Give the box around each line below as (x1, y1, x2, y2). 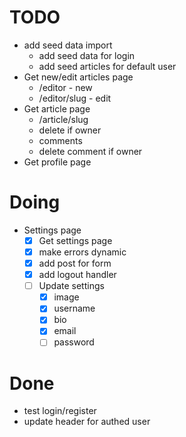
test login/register (23, 405, 97, 417)
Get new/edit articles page (23, 71, 134, 83)
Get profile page (23, 156, 92, 168)
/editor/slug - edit (38, 92, 112, 104)
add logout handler (38, 269, 117, 281)
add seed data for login (38, 49, 136, 61)
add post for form (38, 257, 112, 269)
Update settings (38, 280, 105, 292)
